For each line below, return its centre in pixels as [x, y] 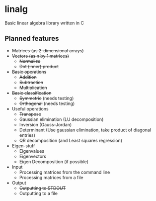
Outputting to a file [39, 193]
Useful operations [30, 108]
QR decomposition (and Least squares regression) [71, 140]
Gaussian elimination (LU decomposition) [61, 119]
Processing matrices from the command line [65, 172]
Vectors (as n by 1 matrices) [40, 56]
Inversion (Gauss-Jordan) [45, 124]
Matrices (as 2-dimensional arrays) [48, 50]
